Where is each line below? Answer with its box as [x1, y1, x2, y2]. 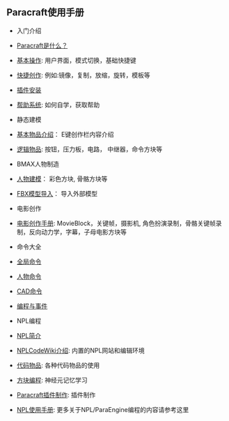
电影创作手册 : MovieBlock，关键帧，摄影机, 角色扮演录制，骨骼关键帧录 [16, 219, 222, 227]
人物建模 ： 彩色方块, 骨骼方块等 [16, 174, 108, 183]
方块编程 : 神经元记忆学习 [16, 376, 88, 384]
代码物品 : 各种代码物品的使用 [16, 361, 100, 369]
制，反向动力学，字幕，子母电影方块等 [16, 227, 127, 236]
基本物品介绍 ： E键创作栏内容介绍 [16, 130, 114, 138]
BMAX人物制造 [16, 160, 60, 168]
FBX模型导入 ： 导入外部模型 [16, 189, 98, 197]
